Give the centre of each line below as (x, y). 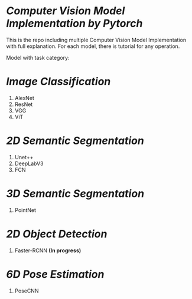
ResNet (24, 104)
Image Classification (58, 82)
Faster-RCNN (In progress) (48, 250)
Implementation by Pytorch (74, 23)
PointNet (25, 210)
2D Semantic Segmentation (75, 141)
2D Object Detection (57, 234)
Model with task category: (38, 57)
